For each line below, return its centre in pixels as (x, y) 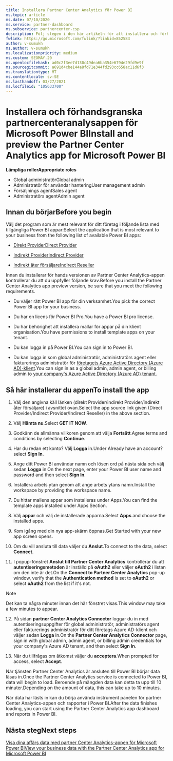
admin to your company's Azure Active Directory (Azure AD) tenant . (85, 374)
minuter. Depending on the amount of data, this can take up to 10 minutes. (83, 688)
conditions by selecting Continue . (49, 439)
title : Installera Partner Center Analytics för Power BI (69, 10)
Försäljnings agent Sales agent (45, 190)
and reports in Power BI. (31, 714)
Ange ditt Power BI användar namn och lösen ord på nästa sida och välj (89, 464)
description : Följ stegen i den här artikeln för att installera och (82, 34)
